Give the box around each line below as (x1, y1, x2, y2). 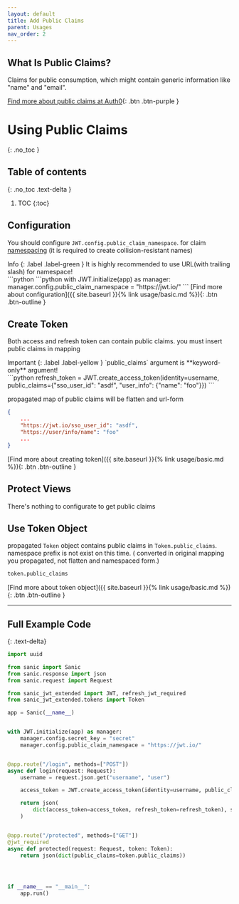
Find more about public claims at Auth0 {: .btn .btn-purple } (7, 97, 179, 105)
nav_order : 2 (7, 30, 46, 38)
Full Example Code (7, 618, 91, 630)
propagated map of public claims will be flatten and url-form (7, 395, 184, 403)
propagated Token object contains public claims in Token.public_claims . (7, 541, 218, 550)
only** (7, 366, 27, 375)
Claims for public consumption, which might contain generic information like (7, 76, 231, 84)
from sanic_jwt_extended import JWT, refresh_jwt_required (7, 690, 186, 697)
